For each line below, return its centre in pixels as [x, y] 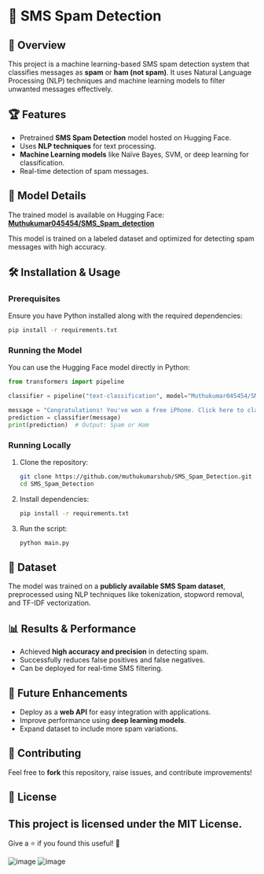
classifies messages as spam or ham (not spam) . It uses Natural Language [130, 72]
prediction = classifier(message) [65, 418]
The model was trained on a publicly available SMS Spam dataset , [117, 586]
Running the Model [45, 351]
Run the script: [43, 528]
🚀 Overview [37, 45]
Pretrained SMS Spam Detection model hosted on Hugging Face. [125, 138]
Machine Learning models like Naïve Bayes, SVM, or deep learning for [134, 154]
